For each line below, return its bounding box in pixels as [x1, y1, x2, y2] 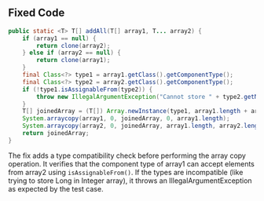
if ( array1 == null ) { [22, 35, 97, 42]
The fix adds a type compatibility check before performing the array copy [8, 151, 246, 160]
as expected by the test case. [8, 184, 104, 193]
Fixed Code [8, 6, 65, 20]
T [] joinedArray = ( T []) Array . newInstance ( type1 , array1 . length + [22, 108, 247, 115]
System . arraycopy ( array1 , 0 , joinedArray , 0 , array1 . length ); [22, 115, 230, 122]
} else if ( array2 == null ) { [22, 49, 122, 57]
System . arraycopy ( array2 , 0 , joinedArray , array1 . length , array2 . [22, 122, 244, 130]
